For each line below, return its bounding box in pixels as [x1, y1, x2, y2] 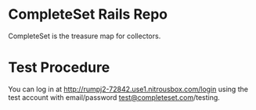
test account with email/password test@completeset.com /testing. [8, 92, 221, 102]
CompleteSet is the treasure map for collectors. [8, 31, 161, 41]
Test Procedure [8, 59, 110, 76]
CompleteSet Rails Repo [8, 5, 168, 23]
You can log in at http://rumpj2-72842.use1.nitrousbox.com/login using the [8, 84, 249, 94]
